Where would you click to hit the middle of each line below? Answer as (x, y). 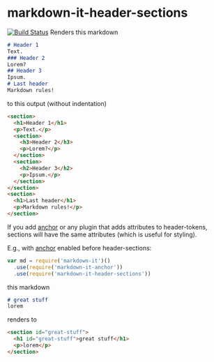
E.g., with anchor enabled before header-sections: (79, 248)
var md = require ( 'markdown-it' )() (59, 261)
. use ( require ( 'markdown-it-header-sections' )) (82, 273)
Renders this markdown (84, 32)
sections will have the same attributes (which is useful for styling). (102, 234)
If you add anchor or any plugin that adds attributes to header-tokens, (107, 227)
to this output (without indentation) (57, 103)
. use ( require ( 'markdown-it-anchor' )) (68, 267)
